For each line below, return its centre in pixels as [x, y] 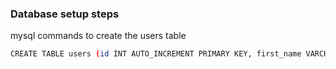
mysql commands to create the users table [98, 36]
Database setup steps [65, 14]
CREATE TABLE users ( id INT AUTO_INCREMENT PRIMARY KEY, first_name [156, 54]
